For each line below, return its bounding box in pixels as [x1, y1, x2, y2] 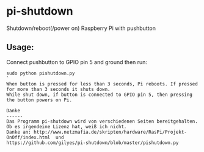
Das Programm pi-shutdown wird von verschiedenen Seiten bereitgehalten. [6, 118, 199, 125]
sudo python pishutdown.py [6, 70, 75, 76]
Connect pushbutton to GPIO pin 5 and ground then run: [6, 58, 148, 65]
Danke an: [6, 129, 32, 135]
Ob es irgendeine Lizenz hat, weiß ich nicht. [6, 123, 127, 129]
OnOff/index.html [6, 134, 51, 140]
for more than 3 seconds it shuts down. [6, 86, 111, 92]
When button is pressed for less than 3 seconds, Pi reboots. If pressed [6, 81, 199, 87]
